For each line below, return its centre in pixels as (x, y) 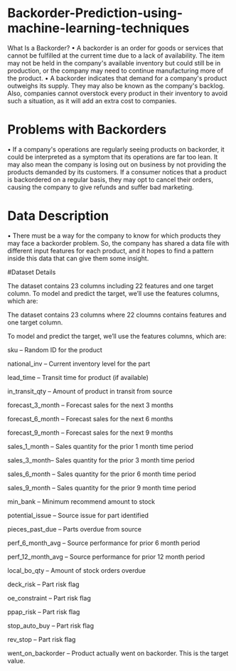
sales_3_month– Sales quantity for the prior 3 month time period (101, 460)
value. (16, 660)
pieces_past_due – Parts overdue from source (75, 529)
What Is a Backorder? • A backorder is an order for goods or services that (116, 48)
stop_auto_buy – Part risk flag (51, 625)
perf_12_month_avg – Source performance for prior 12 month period (106, 556)
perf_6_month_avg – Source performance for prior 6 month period (104, 543)
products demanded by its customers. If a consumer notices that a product (117, 171)
